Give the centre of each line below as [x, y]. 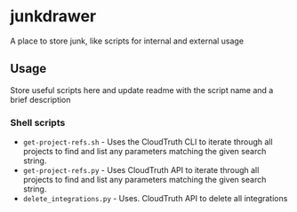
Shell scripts [38, 122]
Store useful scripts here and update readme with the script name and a [142, 90]
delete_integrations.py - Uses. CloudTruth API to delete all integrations [155, 199]
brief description [40, 99]
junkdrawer [53, 16]
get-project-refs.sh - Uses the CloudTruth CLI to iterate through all [148, 142]
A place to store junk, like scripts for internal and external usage [127, 41]
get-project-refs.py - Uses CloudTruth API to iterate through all [141, 170]
